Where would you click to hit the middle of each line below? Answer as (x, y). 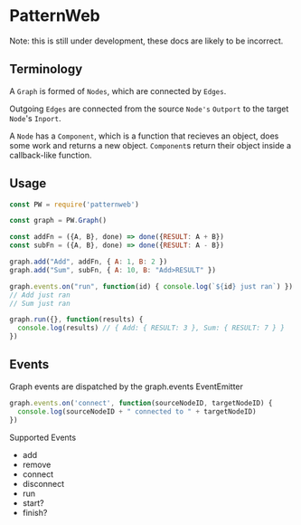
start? (33, 502)
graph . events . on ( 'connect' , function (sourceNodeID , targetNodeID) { (141, 403)
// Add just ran (40, 295)
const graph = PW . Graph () (58, 221)
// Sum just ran (40, 303)
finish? (35, 512)
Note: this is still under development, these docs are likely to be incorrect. (146, 41)
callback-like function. (51, 155)
